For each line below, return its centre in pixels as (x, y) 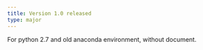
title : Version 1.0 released (49, 13)
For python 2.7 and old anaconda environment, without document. (102, 39)
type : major (24, 20)
